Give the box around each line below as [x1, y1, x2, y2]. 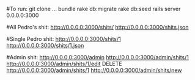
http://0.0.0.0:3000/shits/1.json [6, 42, 84, 49]
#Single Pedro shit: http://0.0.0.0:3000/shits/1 [6, 35, 121, 42]
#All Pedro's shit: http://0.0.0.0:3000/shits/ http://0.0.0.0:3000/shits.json [6, 24, 189, 31]
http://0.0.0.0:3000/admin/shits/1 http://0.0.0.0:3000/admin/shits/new [6, 67, 182, 74]
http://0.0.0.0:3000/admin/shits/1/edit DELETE [6, 60, 122, 67]
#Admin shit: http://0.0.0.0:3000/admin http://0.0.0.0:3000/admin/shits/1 [6, 54, 189, 60]
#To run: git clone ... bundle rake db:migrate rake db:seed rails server [6, 5, 181, 12]
